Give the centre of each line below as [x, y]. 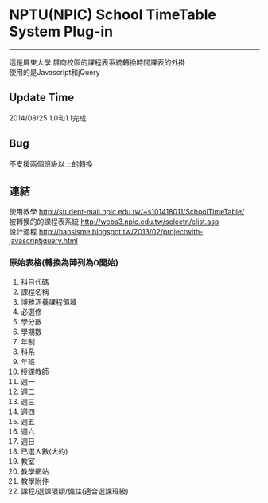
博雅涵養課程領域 [49, 301]
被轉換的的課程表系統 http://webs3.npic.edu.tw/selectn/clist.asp [114, 222]
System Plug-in [61, 31]
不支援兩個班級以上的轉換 [51, 163]
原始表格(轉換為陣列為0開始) [64, 263]
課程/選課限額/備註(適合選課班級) [75, 491]
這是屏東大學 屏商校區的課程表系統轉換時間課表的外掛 [97, 62]
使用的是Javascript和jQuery [54, 72]
